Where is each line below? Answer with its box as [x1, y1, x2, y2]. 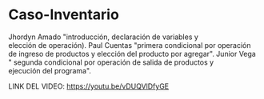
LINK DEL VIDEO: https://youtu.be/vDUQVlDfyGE [8, 81, 170, 91]
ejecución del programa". [8, 65, 92, 75]
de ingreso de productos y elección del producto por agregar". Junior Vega [8, 49, 256, 58]
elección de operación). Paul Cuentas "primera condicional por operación [8, 40, 251, 49]
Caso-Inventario [8, 6, 120, 24]
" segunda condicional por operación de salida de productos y [8, 57, 214, 67]
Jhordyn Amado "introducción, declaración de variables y [8, 32, 198, 42]
